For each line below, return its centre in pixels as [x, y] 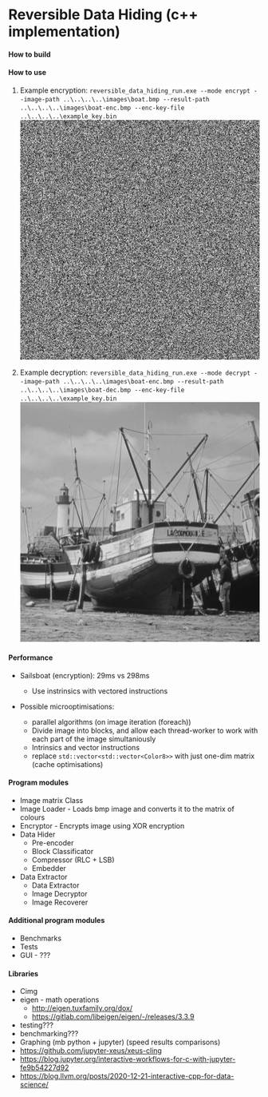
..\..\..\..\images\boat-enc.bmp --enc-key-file [102, 108]
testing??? [37, 1025]
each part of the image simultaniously [94, 739]
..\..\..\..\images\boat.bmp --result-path [136, 99]
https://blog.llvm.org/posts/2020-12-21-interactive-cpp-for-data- [127, 1076]
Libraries [23, 973]
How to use [27, 73]
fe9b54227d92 [44, 1067]
